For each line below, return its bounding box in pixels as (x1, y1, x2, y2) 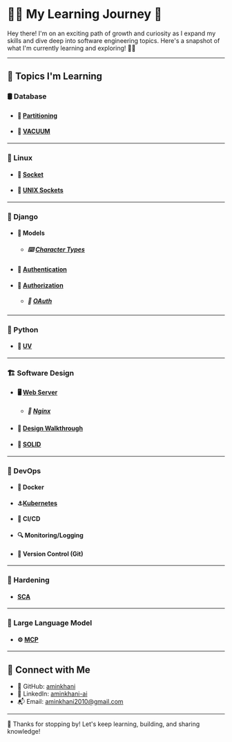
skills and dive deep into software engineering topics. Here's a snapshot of (7, 36, 220, 44)
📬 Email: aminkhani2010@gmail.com (17, 698, 124, 706)
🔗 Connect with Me (7, 664, 91, 675)
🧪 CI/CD (17, 515, 41, 523)
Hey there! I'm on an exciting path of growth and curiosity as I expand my (7, 29, 216, 37)
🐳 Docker (17, 483, 45, 491)
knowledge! (7, 727, 41, 736)
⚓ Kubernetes (17, 499, 57, 507)
